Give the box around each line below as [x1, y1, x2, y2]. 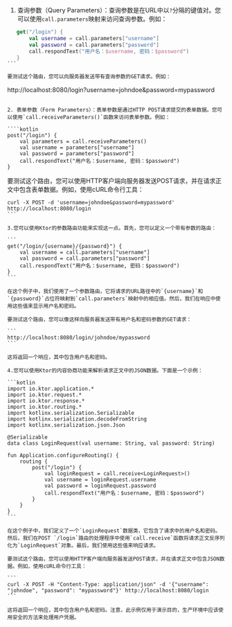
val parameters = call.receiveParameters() [19, 138, 148, 145]
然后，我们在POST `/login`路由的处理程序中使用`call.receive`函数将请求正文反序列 [7, 535, 225, 542]
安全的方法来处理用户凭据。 [12, 614, 80, 621]
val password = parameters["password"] [19, 150, 135, 157]
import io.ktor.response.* [7, 398, 85, 405]
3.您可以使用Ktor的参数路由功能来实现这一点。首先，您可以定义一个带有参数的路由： [7, 224, 217, 232]
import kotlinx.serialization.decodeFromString [7, 416, 148, 423]
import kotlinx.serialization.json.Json [7, 422, 126, 429]
